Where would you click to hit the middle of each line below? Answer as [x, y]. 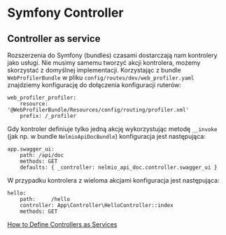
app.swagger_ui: [31, 149]
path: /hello [45, 199]
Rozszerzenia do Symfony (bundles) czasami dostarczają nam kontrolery [113, 55]
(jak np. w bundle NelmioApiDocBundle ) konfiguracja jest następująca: [107, 136]
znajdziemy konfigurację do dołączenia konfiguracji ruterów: [94, 85]
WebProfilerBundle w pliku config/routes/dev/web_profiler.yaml [101, 77]
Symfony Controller [65, 13]
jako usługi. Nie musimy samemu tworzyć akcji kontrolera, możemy [104, 63]
